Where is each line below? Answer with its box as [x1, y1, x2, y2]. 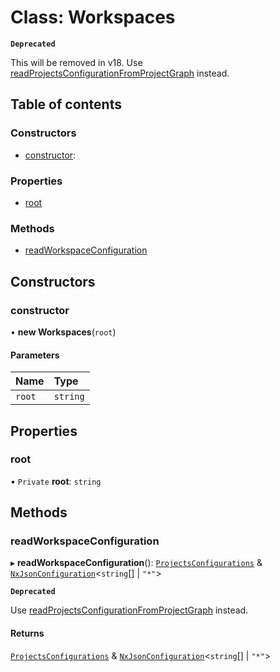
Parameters [10, 349, 60, 361]
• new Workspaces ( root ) [10, 326, 117, 338]
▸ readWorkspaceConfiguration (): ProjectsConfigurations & [10, 557, 263, 569]
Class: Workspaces [10, 6, 176, 29]
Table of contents [10, 96, 122, 113]
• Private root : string [10, 475, 102, 487]
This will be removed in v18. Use [10, 56, 143, 68]
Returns [10, 627, 45, 640]
